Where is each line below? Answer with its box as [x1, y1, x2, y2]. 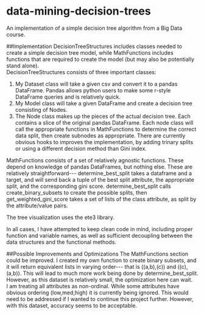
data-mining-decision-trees [6, 4, 151, 18]
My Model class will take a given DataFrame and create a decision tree [15, 99, 193, 107]
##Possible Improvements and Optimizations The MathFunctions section [6, 250, 189, 257]
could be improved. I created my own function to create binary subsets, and [6, 257, 197, 264]
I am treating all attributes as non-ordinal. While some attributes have [6, 282, 180, 289]
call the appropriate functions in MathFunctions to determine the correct [15, 125, 197, 133]
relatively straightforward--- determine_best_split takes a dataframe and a [6, 169, 192, 177]
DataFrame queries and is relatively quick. [15, 93, 121, 100]
